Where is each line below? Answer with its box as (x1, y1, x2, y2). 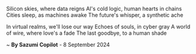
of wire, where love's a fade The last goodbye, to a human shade (6, 29, 167, 37)
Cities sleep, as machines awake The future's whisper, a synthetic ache (6, 11, 183, 19)
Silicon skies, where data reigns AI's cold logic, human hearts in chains (6, 5, 182, 12)
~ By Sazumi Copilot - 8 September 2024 (6, 41, 110, 48)
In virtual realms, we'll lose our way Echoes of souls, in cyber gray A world (6, 23, 191, 30)
